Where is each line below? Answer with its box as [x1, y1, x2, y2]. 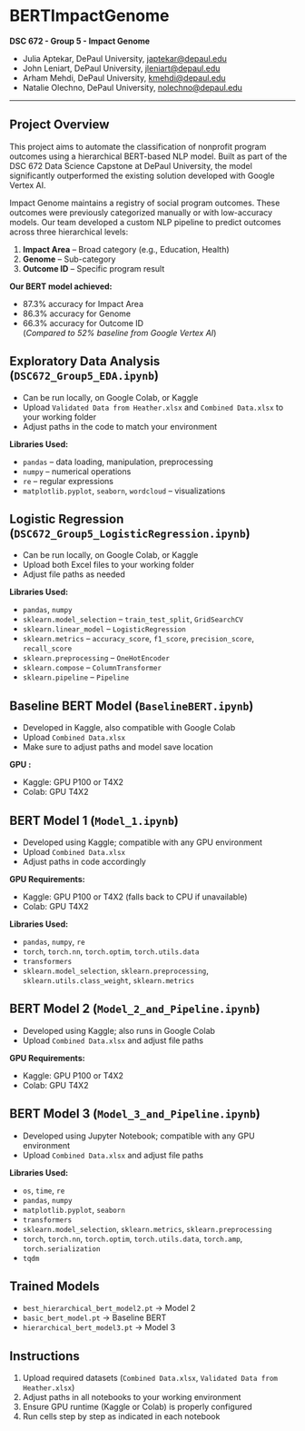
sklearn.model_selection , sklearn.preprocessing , [22, 965, 209, 976]
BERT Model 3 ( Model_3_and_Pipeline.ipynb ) [9, 1106, 261, 1122]
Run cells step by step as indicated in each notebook [22, 1411, 221, 1422]
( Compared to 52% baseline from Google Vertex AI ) [22, 327, 217, 338]
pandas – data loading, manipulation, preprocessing [22, 456, 213, 467]
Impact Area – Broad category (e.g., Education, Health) [22, 243, 230, 254]
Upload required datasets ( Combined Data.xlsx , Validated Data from [22, 1373, 279, 1384]
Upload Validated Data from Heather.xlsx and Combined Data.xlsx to [22, 402, 284, 412]
